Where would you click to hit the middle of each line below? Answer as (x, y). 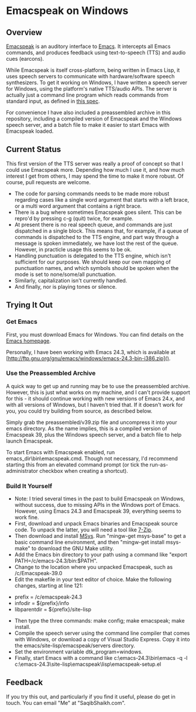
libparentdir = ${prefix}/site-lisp (53, 610)
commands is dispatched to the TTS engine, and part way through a (97, 237)
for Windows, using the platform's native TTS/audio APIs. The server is (92, 89)
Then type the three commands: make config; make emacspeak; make (100, 621)
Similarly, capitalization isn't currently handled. (71, 280)
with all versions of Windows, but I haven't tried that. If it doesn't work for (94, 405)
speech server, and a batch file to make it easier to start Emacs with (88, 125)
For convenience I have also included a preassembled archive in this (88, 113)
